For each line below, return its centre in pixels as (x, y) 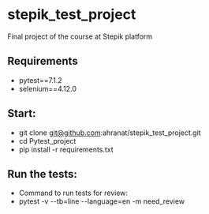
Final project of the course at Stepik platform (80, 36)
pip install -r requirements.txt (66, 149)
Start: (22, 113)
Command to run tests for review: (73, 193)
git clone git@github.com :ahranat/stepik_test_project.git (110, 133)
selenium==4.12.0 (47, 88)
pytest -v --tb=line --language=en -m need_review (102, 201)
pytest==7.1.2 (40, 80)
